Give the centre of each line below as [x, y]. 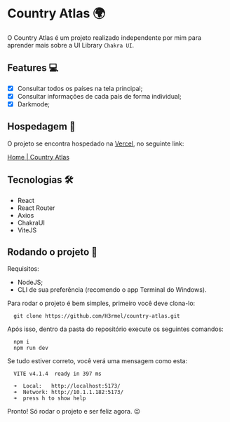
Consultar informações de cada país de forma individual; [99, 96]
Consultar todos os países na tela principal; [80, 88]
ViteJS [27, 230]
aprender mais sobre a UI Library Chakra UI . [71, 45]
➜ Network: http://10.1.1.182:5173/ [69, 393]
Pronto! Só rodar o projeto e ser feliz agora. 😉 [74, 412]
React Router [36, 208]
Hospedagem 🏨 [41, 127]
